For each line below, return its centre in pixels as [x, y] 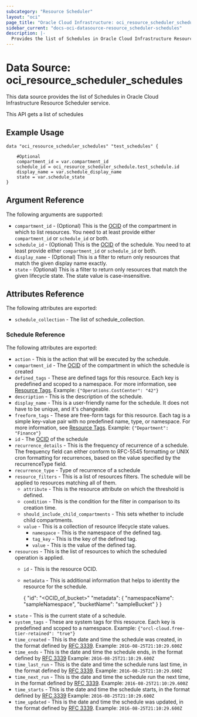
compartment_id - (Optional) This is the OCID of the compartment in [96, 225]
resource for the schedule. [55, 586]
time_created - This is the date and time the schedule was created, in [98, 639]
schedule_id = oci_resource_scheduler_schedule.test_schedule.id [98, 167]
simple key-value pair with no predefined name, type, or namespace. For [102, 421]
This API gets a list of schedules [45, 114]
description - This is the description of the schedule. [79, 396]
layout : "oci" [23, 17]
